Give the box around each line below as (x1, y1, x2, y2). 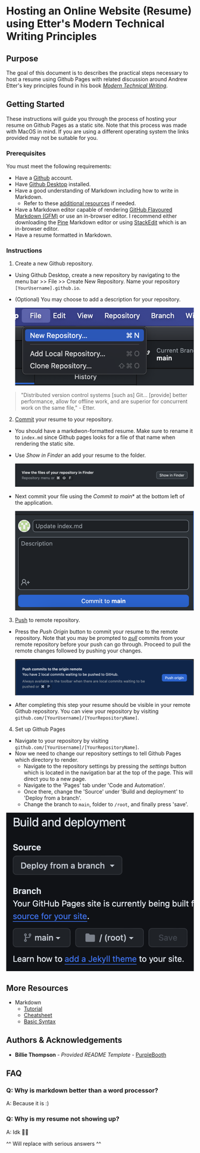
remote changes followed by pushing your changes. (14, 647, 143, 654)
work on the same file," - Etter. (20, 404, 96, 411)
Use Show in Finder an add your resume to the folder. (14, 452, 146, 459)
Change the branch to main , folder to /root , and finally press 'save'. (23, 801, 189, 808)
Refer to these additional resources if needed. (23, 200, 136, 207)
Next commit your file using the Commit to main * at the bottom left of (14, 492, 185, 500)
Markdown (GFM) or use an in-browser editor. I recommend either (14, 212, 177, 219)
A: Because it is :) (6, 1100, 49, 1107)
